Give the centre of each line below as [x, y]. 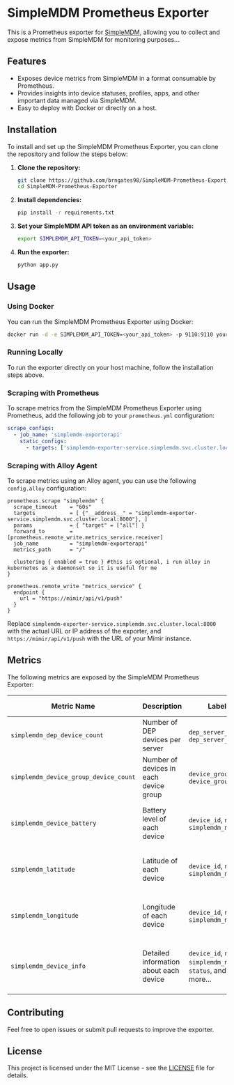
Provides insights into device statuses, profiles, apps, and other [108, 93]
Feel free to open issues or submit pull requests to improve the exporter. [111, 1029]
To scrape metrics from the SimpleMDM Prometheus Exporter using [104, 408]
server [153, 748]
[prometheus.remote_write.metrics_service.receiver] [85, 537]
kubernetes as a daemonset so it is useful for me [82, 568]
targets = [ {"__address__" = [73, 513]
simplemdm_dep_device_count [57, 735]
